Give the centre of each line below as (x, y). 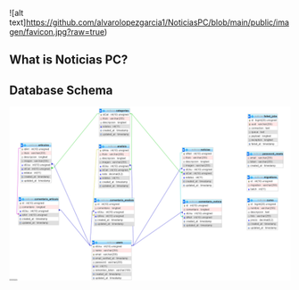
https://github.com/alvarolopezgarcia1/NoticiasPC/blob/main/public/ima (158, 22)
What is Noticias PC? (69, 60)
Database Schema (61, 90)
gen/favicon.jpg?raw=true (57, 32)
